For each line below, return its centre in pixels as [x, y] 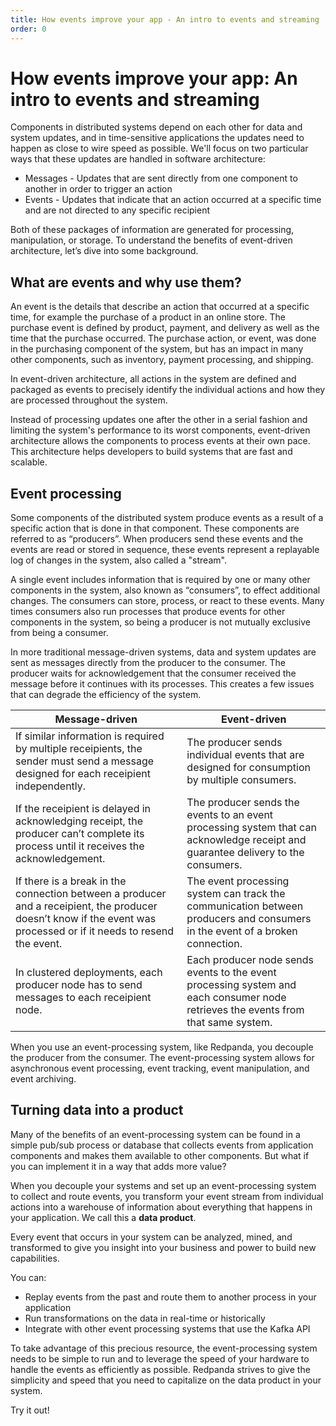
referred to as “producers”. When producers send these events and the [157, 539]
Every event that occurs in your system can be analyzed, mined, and [151, 1237]
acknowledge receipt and [246, 840]
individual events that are [245, 755]
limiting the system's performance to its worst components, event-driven [160, 430]
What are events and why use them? [126, 282]
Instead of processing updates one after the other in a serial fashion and [159, 420]
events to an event [230, 815]
